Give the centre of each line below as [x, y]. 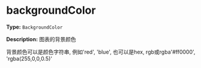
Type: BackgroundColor [34, 27]
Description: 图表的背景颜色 [41, 39]
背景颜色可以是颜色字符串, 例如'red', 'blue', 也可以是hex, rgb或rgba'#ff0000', [101, 52]
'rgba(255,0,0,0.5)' [29, 58]
